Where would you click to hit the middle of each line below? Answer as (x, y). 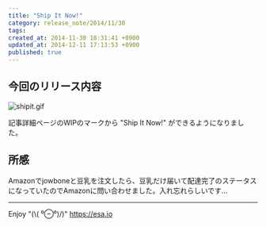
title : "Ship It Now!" (46, 15)
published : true (35, 52)
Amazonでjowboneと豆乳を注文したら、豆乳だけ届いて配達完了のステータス (133, 180)
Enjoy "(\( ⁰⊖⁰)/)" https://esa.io (61, 214)
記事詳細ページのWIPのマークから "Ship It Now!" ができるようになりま (123, 122)
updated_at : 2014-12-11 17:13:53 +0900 (74, 45)
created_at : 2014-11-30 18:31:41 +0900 (74, 38)
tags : (17, 30)
